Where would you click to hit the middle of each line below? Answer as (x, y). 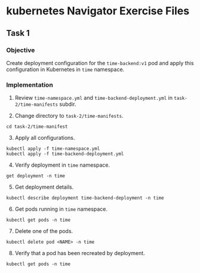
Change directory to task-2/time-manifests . (69, 116)
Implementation (30, 85)
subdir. (68, 104)
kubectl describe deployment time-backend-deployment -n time (85, 198)
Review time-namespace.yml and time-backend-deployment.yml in (94, 98)
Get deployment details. (44, 187)
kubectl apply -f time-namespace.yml (53, 149)
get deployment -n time (36, 176)
